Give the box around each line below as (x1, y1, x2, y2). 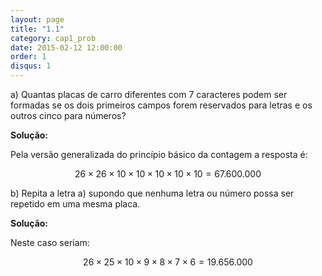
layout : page (10, 14, 65, 25)
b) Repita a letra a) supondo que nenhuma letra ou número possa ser (10, 187, 295, 199)
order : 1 (10, 52, 47, 62)
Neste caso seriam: (10, 237, 90, 248)
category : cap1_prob (10, 33, 97, 43)
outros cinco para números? (10, 110, 127, 121)
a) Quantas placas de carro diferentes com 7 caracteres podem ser (10, 89, 288, 100)
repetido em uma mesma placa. (10, 198, 141, 210)
